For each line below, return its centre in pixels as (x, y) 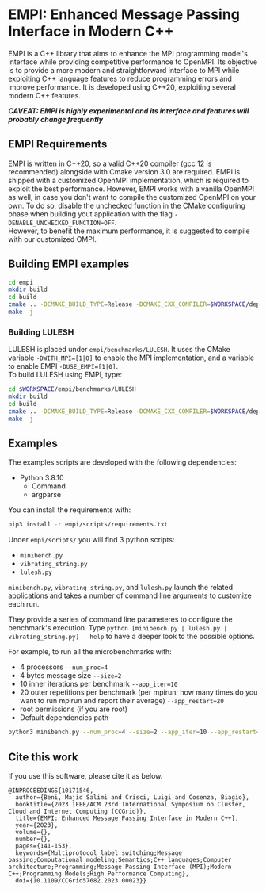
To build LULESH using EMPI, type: (65, 375)
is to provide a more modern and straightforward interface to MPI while (124, 70)
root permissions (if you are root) (74, 709)
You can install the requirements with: (70, 510)
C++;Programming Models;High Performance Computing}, (99, 874)
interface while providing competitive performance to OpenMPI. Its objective (133, 62)
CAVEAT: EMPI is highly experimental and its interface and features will (129, 111)
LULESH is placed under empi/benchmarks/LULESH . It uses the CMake (120, 350)
